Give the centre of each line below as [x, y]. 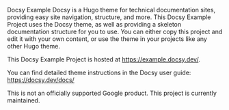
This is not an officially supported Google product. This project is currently [112, 93]
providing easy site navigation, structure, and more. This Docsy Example [109, 17]
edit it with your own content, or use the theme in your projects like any [107, 39]
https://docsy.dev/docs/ [41, 80]
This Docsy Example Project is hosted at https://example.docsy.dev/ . [104, 59]
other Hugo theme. [33, 46]
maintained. [24, 100]
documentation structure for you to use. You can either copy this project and [115, 31]
